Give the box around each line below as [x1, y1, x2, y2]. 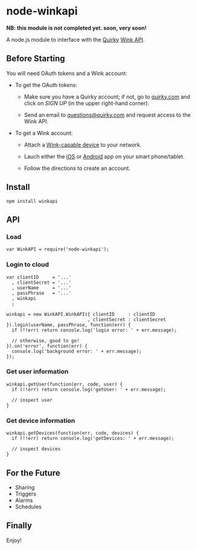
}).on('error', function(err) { [6, 343, 88, 349]
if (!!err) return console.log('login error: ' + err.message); [11, 327, 177, 333]
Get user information [6, 367, 69, 376]
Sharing [15, 483, 35, 491]
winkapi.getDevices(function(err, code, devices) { [6, 430, 139, 436]
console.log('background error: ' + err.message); [11, 348, 142, 355]
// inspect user [11, 397, 53, 403]
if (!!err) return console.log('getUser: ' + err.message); [11, 386, 166, 393]
